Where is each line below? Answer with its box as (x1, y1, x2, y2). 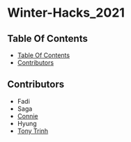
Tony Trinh (17, 127, 49, 135)
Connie (17, 111, 38, 120)
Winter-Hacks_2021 (7, 5, 125, 21)
